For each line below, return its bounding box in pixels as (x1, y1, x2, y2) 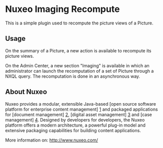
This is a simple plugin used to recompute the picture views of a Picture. (5, 20, 154, 26)
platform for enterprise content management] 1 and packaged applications (5, 106, 158, 112)
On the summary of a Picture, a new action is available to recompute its (5, 47, 152, 53)
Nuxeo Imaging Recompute (5, 3, 120, 15)
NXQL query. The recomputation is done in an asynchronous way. (5, 73, 141, 79)
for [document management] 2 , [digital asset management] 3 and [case (5, 111, 152, 118)
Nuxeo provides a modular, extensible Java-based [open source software (5, 101, 156, 107)
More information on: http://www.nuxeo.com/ (5, 137, 98, 143)
